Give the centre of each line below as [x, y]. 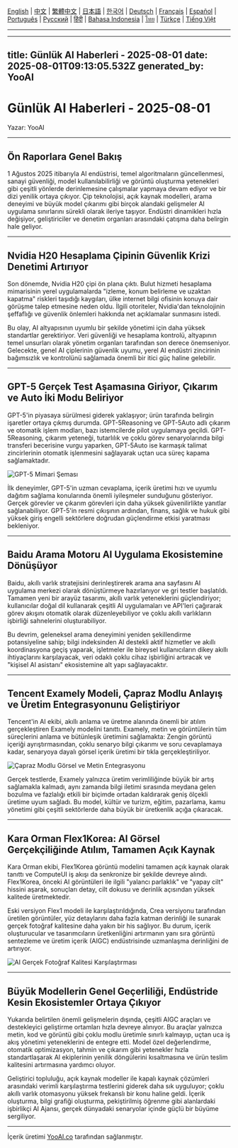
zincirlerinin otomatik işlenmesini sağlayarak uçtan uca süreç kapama [109, 453]
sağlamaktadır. [29, 460]
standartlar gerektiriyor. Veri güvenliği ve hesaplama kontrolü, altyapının [112, 335]
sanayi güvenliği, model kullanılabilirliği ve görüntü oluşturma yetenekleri [113, 181]
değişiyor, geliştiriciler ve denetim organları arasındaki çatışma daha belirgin [118, 219]
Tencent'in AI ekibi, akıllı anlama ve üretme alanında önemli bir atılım [107, 722]
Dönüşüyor [33, 566]
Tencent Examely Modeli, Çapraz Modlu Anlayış [115, 693]
